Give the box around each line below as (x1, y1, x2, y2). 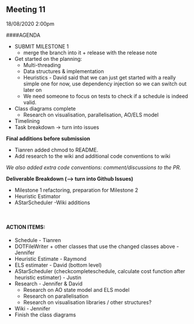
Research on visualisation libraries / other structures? (23, 299, 152, 306)
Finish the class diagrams (14, 311, 76, 318)
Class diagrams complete (14, 105, 76, 112)
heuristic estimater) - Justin (14, 274, 82, 281)
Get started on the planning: (14, 55, 82, 62)
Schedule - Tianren (14, 237, 61, 244)
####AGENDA (6, 32, 41, 39)
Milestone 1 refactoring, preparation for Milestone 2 (14, 187, 138, 194)
